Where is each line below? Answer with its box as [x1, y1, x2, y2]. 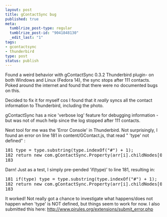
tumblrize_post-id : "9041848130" [9, 30, 79, 35]
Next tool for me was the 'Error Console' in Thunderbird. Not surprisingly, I [5, 127, 158, 133]
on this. [5, 88, 21, 94]
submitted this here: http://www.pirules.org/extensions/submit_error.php [5, 206, 154, 212]
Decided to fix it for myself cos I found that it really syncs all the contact [5, 98, 153, 104]
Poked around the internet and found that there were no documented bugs [5, 83, 158, 89]
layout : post [5, 7, 32, 12]
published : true [5, 16, 39, 21]
